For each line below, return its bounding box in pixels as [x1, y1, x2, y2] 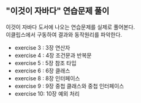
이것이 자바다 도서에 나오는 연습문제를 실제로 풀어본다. [6, 23, 135, 31]
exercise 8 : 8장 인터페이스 [14, 74, 80, 82]
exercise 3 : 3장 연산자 [14, 44, 70, 51]
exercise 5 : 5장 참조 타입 [14, 59, 77, 66]
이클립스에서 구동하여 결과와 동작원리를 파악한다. [6, 31, 123, 38]
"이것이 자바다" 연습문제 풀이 [6, 6, 110, 17]
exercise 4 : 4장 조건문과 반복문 [14, 51, 92, 59]
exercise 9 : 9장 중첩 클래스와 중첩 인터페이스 [14, 82, 124, 90]
